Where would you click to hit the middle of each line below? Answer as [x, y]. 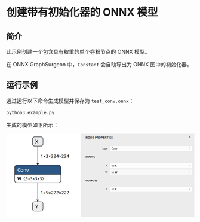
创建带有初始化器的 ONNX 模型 [82, 12]
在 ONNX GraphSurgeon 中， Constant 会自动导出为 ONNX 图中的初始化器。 [99, 64]
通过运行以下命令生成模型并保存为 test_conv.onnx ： [70, 101]
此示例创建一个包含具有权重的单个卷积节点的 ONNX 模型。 [78, 52]
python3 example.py [30, 112]
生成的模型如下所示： [32, 125]
